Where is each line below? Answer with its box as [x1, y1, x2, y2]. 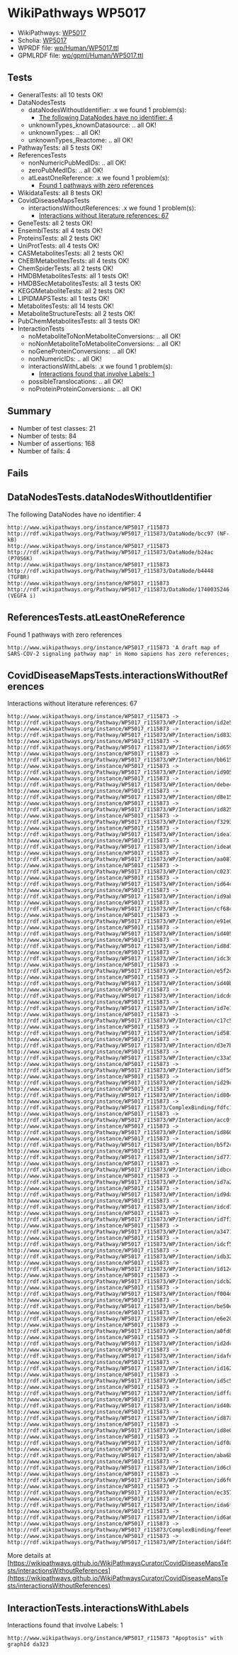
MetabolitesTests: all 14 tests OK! [17, 302, 115, 310]
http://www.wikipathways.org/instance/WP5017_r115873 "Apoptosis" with [7, 1634, 223, 1642]
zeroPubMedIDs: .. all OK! [28, 165, 103, 175]
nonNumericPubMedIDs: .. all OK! [28, 158, 126, 167]
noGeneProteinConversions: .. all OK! [28, 346, 137, 356]
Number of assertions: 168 [17, 439, 96, 448]
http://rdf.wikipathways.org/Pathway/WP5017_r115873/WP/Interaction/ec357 [7, 1489, 233, 1497]
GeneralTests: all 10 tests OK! [17, 90, 103, 99]
